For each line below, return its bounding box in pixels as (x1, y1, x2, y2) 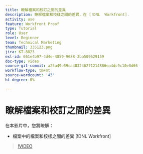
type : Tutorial (5, 26, 37, 31)
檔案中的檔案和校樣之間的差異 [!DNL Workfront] (12, 133, 111, 139)
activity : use (5, 17, 35, 22)
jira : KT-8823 (5, 49, 35, 54)
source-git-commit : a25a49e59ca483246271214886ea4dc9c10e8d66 (5, 63, 138, 68)
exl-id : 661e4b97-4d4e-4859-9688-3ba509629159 (5, 54, 104, 59)
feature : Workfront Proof (5, 21, 59, 27)
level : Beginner (5, 36, 39, 41)
